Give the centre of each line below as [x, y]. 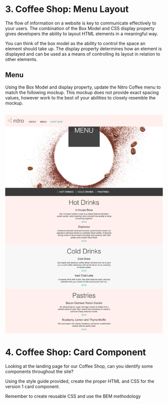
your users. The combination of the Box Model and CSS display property [80, 28]
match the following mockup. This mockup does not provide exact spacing [82, 92]
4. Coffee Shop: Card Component [76, 352]
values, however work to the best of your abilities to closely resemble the [80, 97]
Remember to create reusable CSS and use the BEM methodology [73, 396]
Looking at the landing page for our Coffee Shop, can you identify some [79, 366]
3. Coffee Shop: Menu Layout [67, 9]
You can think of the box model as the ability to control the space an [75, 43]
